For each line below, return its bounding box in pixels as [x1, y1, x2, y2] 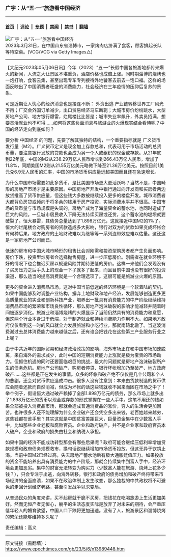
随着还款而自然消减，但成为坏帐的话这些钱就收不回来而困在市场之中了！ [14, 383, 166, 390]
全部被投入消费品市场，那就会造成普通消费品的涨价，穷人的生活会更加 [9, 403, 157, 409]
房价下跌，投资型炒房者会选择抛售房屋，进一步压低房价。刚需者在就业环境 [5, 254, 161, 260]
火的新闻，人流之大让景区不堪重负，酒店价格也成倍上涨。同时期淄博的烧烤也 [5, 70, 166, 77]
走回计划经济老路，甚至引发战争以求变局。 [14, 484, 103, 490]
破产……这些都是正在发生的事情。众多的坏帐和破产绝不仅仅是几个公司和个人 [5, 371, 165, 377]
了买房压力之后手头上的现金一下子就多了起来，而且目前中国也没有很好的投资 [5, 266, 166, 273]
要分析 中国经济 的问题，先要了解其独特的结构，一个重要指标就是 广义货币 [5, 136, 161, 143]
